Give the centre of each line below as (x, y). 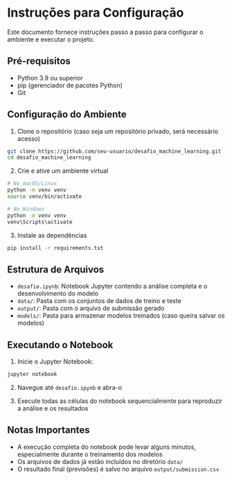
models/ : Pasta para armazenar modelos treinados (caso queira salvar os (121, 316)
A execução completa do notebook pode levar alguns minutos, (106, 447)
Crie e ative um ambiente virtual (63, 171)
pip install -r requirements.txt (55, 248)
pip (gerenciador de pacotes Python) (70, 85)
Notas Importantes (48, 430)
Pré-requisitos (39, 61)
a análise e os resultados (53, 408)
